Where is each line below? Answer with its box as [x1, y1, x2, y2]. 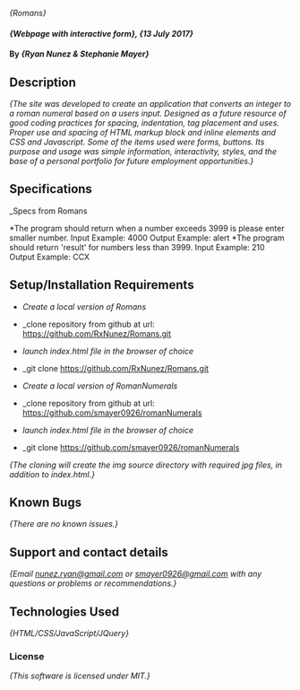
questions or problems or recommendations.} [9, 578, 177, 589]
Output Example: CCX [9, 251, 90, 262]
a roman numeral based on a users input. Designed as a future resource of [9, 108, 287, 118]
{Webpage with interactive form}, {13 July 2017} [9, 28, 194, 39]
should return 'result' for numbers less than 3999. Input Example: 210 [9, 241, 266, 252]
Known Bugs [9, 495, 82, 511]
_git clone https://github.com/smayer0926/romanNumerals [21, 441, 240, 452]
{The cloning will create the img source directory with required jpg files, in [9, 459, 282, 470]
